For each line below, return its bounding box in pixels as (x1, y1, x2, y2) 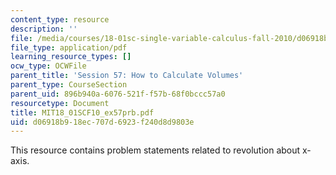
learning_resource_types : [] (10, 52, 132, 62)
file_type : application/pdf (10, 42, 128, 53)
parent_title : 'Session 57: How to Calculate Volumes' (10, 71, 244, 81)
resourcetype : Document (10, 98, 110, 108)
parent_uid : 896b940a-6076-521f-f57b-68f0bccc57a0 (10, 89, 226, 99)
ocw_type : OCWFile (10, 61, 87, 71)
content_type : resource (10, 14, 110, 25)
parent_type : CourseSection (10, 80, 128, 90)
